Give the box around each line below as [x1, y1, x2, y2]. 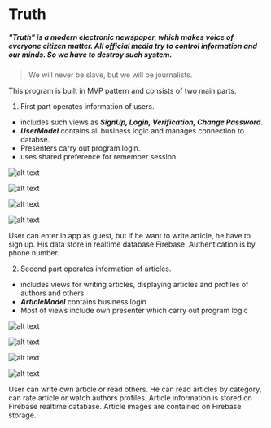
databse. [20, 135, 50, 145]
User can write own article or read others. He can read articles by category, [8, 384, 262, 395]
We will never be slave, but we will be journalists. [28, 70, 193, 80]
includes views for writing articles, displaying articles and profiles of [20, 280, 249, 290]
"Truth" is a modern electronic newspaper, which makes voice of [8, 32, 234, 41]
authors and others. [20, 288, 87, 298]
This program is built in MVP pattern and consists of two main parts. [8, 86, 237, 96]
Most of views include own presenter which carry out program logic [20, 306, 248, 316]
